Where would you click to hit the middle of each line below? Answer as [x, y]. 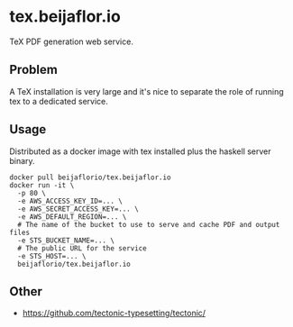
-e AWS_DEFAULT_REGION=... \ [72, 217]
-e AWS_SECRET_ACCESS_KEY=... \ [78, 209]
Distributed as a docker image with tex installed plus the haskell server [141, 151]
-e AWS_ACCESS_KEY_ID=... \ [70, 201]
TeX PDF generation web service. [71, 41]
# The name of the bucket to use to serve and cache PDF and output [149, 224]
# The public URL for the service [82, 248]
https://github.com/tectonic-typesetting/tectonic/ [114, 313]
